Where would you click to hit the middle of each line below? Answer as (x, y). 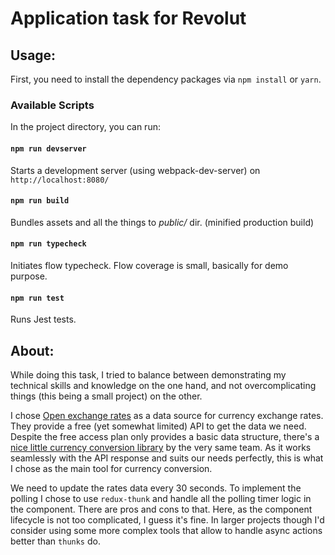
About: (32, 350)
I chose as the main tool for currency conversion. (111, 468)
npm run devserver (48, 148)
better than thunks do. (55, 541)
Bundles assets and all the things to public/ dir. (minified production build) (162, 222)
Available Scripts (52, 105)
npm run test (37, 298)
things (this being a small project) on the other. (106, 396)
